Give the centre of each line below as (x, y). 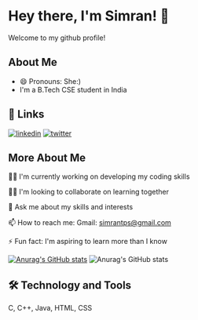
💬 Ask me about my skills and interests (71, 207)
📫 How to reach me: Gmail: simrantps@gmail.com (90, 223)
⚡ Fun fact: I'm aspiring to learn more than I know (88, 242)
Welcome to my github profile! (57, 38)
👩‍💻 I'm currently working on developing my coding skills (99, 176)
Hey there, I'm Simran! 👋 (89, 16)
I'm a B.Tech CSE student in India (73, 89)
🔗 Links (26, 114)
